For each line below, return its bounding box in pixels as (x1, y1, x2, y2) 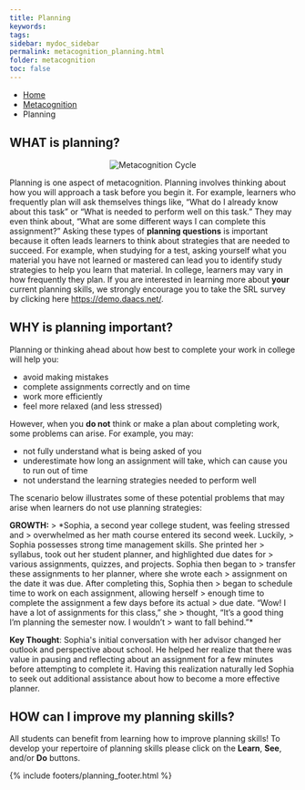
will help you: (9, 353, 59, 365)
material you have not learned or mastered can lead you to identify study (9, 255, 282, 265)
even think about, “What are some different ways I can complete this (9, 215, 267, 226)
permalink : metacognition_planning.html (9, 47, 166, 57)
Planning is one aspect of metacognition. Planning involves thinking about (9, 177, 287, 188)
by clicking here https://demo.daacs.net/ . (9, 293, 164, 304)
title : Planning (9, 13, 71, 23)
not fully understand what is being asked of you (22, 445, 202, 456)
